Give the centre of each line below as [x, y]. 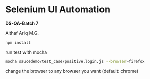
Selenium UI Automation [58, 9]
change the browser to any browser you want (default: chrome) [72, 71]
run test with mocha [26, 52]
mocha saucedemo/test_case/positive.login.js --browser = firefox [75, 61]
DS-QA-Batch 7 [22, 23]
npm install [18, 42]
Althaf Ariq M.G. [22, 33]
